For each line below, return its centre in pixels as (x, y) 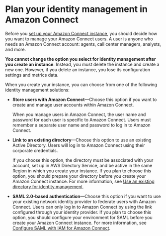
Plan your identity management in (77, 9)
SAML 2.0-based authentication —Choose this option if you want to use (86, 196)
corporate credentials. (35, 150)
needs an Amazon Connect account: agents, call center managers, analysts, (83, 44)
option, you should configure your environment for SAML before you (82, 217)
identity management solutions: (37, 90)
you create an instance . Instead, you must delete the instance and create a (82, 64)
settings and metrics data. (32, 75)
